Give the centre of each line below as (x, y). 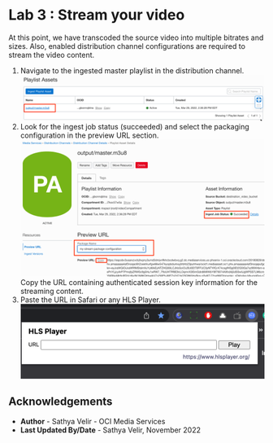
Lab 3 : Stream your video (97, 15)
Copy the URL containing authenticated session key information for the (139, 283)
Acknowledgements (61, 402)
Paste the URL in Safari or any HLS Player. (90, 300)
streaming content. (52, 292)
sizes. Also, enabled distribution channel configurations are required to (127, 46)
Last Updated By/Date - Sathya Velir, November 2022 (110, 430)
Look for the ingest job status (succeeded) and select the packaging (134, 126)
